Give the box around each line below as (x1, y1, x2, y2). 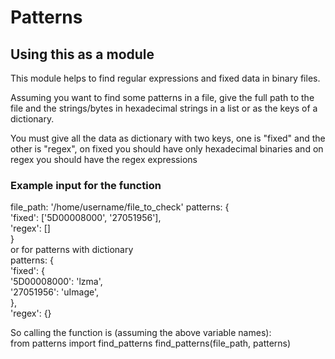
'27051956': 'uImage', (10, 286, 100, 298)
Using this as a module (10, 46, 155, 63)
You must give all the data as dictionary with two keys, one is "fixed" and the (10, 132, 326, 144)
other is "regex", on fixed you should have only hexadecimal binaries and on (10, 143, 324, 155)
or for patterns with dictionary (10, 244, 134, 256)
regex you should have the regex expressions (10, 154, 198, 165)
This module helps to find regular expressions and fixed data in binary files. (10, 72, 321, 84)
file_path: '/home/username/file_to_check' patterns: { (10, 201, 230, 213)
